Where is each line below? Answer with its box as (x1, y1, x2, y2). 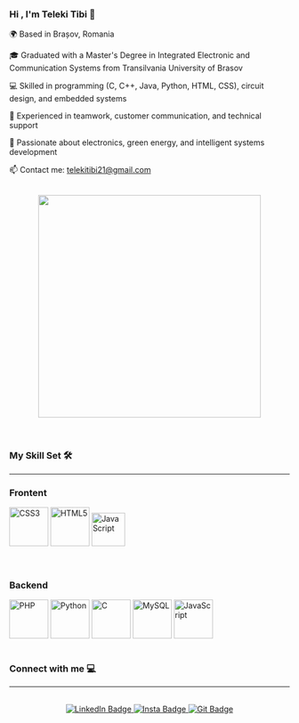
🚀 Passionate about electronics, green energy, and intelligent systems (9, 137, 265, 148)
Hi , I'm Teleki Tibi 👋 (9, 8, 96, 20)
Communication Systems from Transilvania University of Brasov (9, 62, 243, 74)
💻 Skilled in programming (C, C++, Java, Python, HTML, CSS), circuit (9, 80, 264, 92)
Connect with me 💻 (9, 662, 96, 675)
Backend (9, 579, 49, 591)
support (9, 120, 38, 131)
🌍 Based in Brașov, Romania (9, 28, 115, 39)
